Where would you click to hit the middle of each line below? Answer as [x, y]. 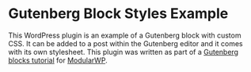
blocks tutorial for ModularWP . [58, 60]
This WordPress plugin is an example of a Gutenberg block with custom [125, 35]
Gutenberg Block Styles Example [118, 14]
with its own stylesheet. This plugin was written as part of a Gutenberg [124, 52]
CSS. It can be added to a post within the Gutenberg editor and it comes [125, 43]
